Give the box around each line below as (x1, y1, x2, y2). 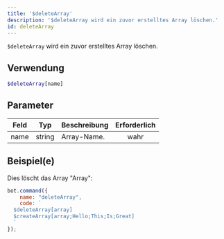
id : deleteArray (7, 23, 54, 30)
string (35, 132, 55, 141)
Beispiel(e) (7, 155, 55, 167)
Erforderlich (115, 120, 156, 130)
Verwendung (7, 62, 64, 73)
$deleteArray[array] (13, 206, 73, 213)
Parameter (7, 100, 54, 112)
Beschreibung (61, 120, 109, 130)
